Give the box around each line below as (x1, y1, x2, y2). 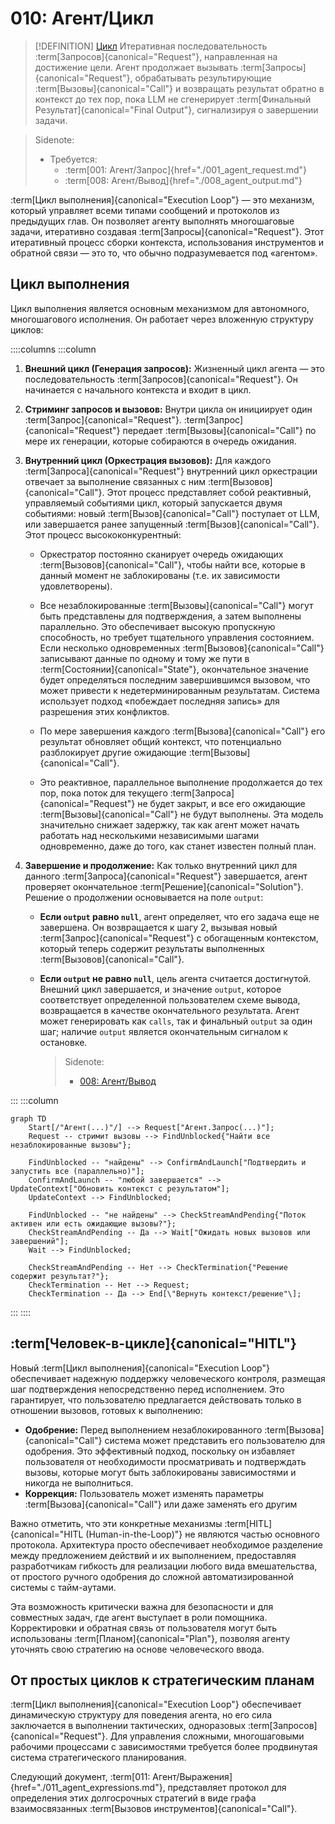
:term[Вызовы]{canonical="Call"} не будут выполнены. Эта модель (39, 808, 324, 820)
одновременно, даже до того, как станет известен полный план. (39, 840, 317, 852)
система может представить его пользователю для (104, 1434, 326, 1446)
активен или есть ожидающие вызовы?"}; (10, 1218, 177, 1229)
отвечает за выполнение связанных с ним (24, 475, 207, 487)
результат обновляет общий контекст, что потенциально (39, 735, 282, 747)
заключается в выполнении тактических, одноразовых (10, 1720, 247, 1732)
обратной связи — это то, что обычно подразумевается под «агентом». (10, 247, 318, 259)
